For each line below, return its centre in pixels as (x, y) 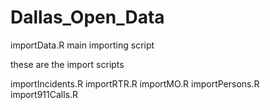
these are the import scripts (67, 64)
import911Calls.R (44, 94)
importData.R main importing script (82, 45)
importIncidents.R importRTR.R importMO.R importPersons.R (135, 83)
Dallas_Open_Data (87, 17)
